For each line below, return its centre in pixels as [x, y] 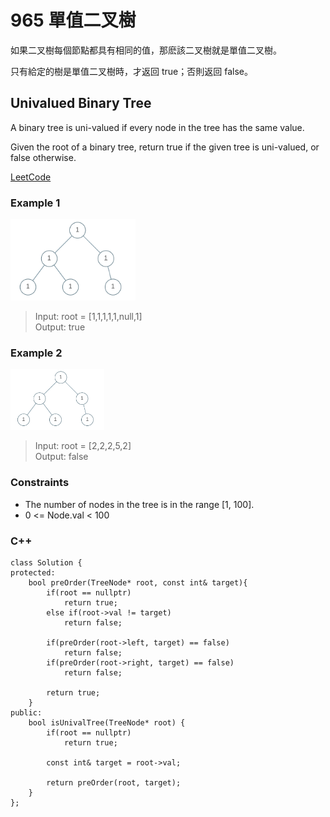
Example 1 [35, 203]
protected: [33, 573]
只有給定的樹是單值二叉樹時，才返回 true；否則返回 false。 [131, 71]
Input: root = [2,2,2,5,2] [83, 446]
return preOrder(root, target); [114, 783]
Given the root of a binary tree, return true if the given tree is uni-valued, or [165, 147]
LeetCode [31, 177]
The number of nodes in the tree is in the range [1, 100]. [139, 504]
